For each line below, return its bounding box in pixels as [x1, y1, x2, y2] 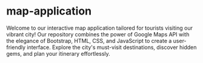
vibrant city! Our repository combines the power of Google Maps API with [6, 30, 190, 38]
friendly [6, 44, 26, 51]
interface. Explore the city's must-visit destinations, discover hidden [27, 44, 197, 51]
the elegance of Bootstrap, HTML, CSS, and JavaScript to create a [6, 37, 172, 44]
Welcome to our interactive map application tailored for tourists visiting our [6, 24, 193, 31]
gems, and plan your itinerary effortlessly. [6, 50, 110, 57]
